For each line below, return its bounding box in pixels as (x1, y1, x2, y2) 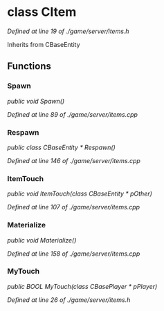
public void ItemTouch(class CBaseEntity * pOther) (7, 189, 152, 198)
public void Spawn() (7, 97, 65, 105)
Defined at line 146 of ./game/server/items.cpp (7, 156, 140, 164)
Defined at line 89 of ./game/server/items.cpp (7, 110, 138, 118)
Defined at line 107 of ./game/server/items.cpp (7, 203, 140, 211)
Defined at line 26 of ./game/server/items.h (7, 295, 131, 304)
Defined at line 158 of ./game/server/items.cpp (7, 249, 140, 258)
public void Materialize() (7, 236, 77, 244)
